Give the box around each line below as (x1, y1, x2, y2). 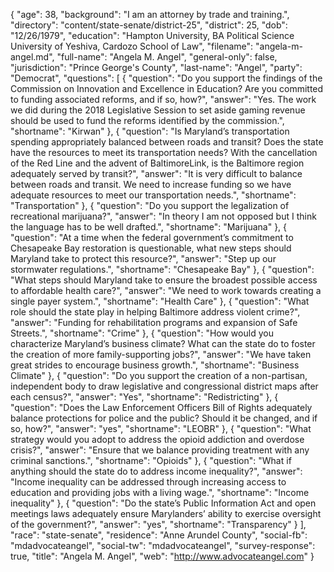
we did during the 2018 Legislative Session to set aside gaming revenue (10, 104, 306, 116)
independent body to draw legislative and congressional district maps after (10, 380, 319, 392)
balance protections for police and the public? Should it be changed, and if (10, 412, 318, 424)
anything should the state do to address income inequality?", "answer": (10, 465, 303, 477)
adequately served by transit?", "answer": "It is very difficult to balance (10, 168, 303, 179)
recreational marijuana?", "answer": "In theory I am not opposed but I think (10, 210, 317, 222)
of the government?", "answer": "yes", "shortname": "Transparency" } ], (10, 519, 307, 530)
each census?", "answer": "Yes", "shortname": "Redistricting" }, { (10, 391, 279, 403)
